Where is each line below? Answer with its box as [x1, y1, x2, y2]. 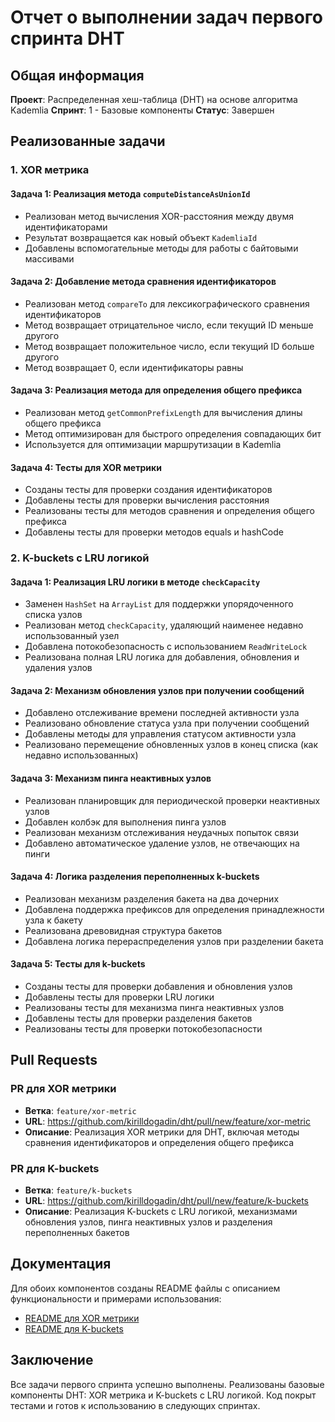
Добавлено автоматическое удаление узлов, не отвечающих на [24, 837, 300, 849]
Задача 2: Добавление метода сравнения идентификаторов [10, 276, 277, 288]
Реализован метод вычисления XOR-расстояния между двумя [24, 210, 295, 222]
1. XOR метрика [10, 163, 90, 177]
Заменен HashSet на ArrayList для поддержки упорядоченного [24, 598, 294, 610]
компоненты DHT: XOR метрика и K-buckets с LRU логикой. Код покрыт [10, 1389, 317, 1401]
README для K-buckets [24, 1322, 124, 1335]
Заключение [10, 1352, 94, 1369]
